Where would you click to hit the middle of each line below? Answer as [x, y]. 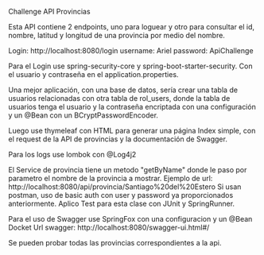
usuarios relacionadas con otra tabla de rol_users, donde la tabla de [119, 98]
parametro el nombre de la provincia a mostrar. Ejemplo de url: [111, 178]
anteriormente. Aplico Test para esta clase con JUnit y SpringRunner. [122, 203]
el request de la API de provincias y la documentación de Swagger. [118, 139]
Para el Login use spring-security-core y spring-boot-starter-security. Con [130, 66]
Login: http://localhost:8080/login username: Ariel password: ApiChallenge [131, 50]
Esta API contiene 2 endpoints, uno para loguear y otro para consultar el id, [132, 27]
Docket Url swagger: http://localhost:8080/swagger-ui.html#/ [109, 227]
